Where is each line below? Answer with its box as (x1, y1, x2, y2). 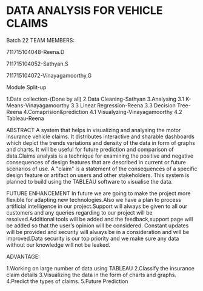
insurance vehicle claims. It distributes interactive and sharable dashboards (6, 133, 195, 140)
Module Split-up (6, 83, 47, 91)
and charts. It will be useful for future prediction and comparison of (6, 145, 174, 153)
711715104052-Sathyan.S (6, 60, 68, 67)
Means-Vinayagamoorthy (6, 101, 70, 109)
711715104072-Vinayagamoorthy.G (6, 72, 92, 79)
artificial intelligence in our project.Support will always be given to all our (6, 202, 188, 210)
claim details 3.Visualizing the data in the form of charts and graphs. (6, 271, 177, 278)
